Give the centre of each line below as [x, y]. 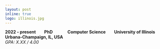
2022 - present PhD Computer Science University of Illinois [80, 32]
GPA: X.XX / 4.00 [22, 42]
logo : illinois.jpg [25, 18]
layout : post [18, 9]
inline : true [18, 14]
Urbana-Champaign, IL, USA [34, 37]
